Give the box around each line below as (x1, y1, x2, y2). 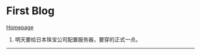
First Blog (6, 4, 55, 18)
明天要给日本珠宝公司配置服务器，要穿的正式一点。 (14, 35, 141, 43)
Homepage (6, 24, 34, 31)
